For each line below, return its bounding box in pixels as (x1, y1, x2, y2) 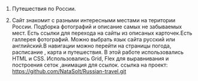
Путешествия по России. (11, 5, 76, 12)
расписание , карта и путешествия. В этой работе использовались (11, 49, 184, 56)
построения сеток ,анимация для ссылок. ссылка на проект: (11, 61, 168, 68)
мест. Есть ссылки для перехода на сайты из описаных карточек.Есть (11, 29, 193, 37)
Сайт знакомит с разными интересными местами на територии (11, 17, 176, 23)
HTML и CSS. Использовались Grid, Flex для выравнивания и (11, 55, 169, 62)
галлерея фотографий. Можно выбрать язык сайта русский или (11, 36, 176, 43)
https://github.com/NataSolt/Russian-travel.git (11, 68, 127, 74)
